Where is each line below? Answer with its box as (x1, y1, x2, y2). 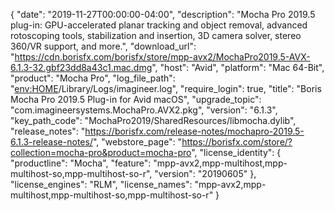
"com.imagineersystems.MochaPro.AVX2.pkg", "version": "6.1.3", (10, 104, 278, 116)
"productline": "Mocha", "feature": (10, 157, 152, 169)
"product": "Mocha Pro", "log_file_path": (10, 72, 176, 84)
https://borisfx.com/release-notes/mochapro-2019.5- (84, 125, 305, 137)
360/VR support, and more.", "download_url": (10, 40, 197, 52)
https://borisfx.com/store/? (181, 136, 293, 148)
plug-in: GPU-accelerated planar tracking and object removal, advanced (10, 19, 308, 31)
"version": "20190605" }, (154, 168, 257, 179)
